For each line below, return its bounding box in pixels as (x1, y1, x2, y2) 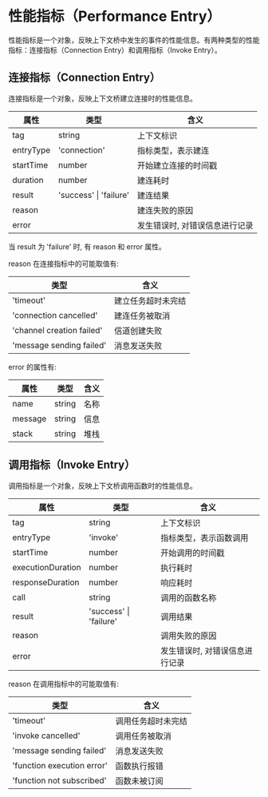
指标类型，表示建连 (136, 145, 210, 156)
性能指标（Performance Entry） (8, 7, 222, 26)
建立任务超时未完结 (114, 295, 187, 306)
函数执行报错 (115, 760, 164, 771)
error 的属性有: (8, 362, 57, 371)
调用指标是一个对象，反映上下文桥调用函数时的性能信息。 (8, 481, 197, 490)
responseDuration (12, 577, 80, 588)
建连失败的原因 (136, 204, 194, 216)
